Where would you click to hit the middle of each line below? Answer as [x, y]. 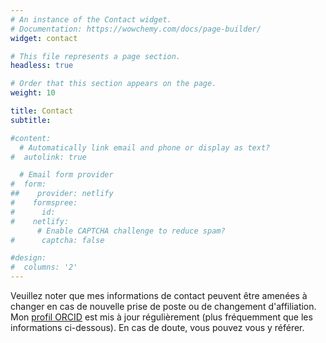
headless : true [42, 66]
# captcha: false [57, 240]
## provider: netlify [62, 194]
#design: [28, 258]
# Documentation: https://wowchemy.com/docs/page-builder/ [136, 29]
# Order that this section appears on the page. [113, 84]
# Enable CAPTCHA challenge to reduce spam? [131, 231]
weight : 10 [33, 93]
